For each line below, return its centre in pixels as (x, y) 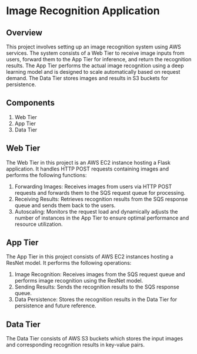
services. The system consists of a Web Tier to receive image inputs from (95, 53)
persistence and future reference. (55, 306)
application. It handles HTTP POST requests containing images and (88, 169)
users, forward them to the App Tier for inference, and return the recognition (99, 59)
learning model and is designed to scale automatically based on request (93, 72)
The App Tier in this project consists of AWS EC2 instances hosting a (90, 257)
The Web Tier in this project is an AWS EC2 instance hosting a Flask (88, 162)
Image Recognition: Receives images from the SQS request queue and (100, 274)
